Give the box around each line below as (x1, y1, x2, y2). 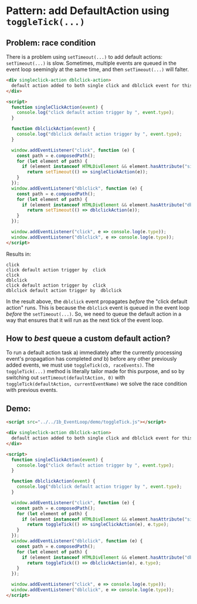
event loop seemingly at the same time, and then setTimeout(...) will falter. (6, 66, 189, 73)
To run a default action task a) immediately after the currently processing (6, 349, 183, 356)
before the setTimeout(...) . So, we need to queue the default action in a (6, 310, 182, 317)
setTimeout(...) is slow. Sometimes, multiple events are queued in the (6, 60, 177, 66)
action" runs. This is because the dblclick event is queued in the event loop (6, 304, 190, 311)
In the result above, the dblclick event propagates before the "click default (6, 298, 188, 305)
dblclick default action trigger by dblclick (6, 287, 122, 293)
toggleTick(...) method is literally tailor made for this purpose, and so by (6, 368, 185, 375)
